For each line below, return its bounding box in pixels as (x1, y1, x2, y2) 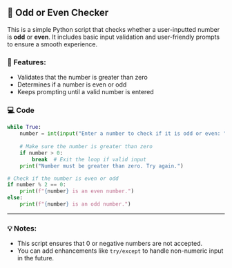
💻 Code (7, 105, 35, 115)
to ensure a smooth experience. (7, 39, 98, 48)
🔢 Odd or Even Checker (7, 7, 109, 19)
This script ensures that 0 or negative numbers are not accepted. (17, 240, 203, 248)
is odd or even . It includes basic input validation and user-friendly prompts (7, 33, 220, 41)
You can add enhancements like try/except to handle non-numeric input (17, 247, 224, 255)
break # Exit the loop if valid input (32, 156, 147, 163)
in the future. (17, 254, 54, 262)
